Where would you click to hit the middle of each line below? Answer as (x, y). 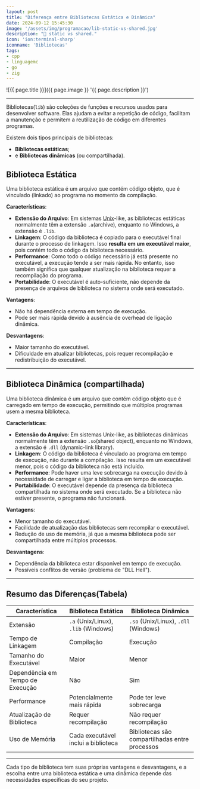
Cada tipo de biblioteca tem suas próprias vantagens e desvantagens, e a (96, 767)
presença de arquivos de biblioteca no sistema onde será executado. (99, 288)
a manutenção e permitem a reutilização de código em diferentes (86, 120)
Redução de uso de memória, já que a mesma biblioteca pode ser (95, 534)
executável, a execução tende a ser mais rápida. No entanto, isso (95, 263)
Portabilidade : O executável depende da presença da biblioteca (93, 485)
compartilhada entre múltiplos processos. (66, 540)
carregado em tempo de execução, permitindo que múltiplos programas (94, 405)
